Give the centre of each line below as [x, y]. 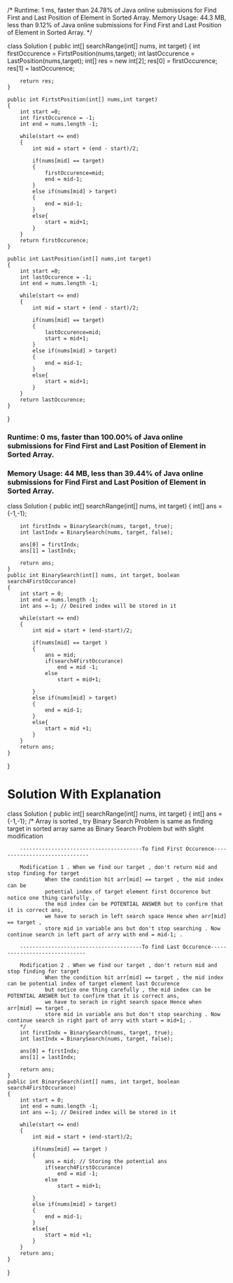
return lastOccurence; [53, 400]
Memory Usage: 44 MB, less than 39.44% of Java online [105, 473]
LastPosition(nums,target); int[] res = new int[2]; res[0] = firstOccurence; [113, 61]
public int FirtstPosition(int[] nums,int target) [83, 99]
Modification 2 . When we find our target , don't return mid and [119, 966]
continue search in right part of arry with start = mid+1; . [100, 1021]
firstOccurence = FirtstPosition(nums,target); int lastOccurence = [101, 53]
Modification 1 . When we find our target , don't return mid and [119, 868]
